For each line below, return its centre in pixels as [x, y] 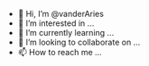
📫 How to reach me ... [60, 52]
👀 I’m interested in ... [56, 23]
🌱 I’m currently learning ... [66, 33]
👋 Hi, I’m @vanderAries [61, 14]
